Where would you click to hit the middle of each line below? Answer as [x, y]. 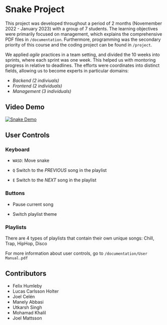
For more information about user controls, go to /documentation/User [76, 253]
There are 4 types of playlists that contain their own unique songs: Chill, [80, 238]
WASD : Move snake [31, 161]
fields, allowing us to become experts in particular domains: [67, 71]
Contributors [26, 274]
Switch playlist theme [34, 214]
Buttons [15, 193]
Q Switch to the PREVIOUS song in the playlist [60, 170]
